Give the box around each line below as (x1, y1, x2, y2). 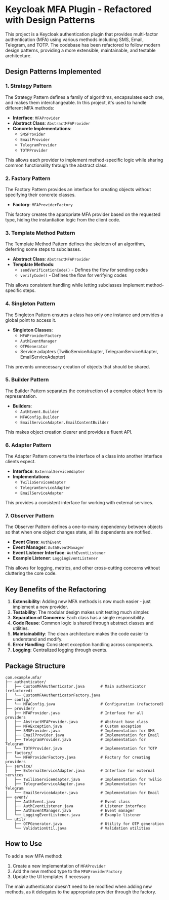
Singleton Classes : (12, 327, 53, 333)
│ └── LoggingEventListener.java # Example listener (5, 812, 142, 818)
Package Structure (5, 661, 66, 670)
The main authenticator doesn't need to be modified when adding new (5, 883, 152, 889)
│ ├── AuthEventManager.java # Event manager (5, 808, 135, 813)
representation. (5, 393, 37, 399)
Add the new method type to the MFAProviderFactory (12, 868, 122, 874)
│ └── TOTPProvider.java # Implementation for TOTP (5, 746, 157, 751)
